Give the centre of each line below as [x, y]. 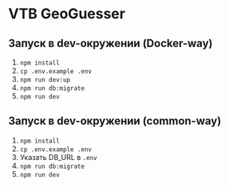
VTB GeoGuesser [67, 14]
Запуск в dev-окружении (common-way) [115, 121]
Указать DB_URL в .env [58, 157]
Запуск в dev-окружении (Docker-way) [111, 43]
